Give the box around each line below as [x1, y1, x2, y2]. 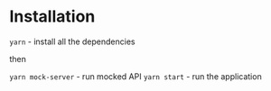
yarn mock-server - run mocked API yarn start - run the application [9, 70, 262, 82]
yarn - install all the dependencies [9, 36, 135, 47]
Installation [9, 6, 96, 27]
